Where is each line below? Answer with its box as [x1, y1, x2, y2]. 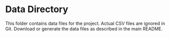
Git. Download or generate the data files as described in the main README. [5, 25, 163, 31]
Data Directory [5, 4, 69, 15]
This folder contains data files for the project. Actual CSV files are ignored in [5, 20, 165, 26]
